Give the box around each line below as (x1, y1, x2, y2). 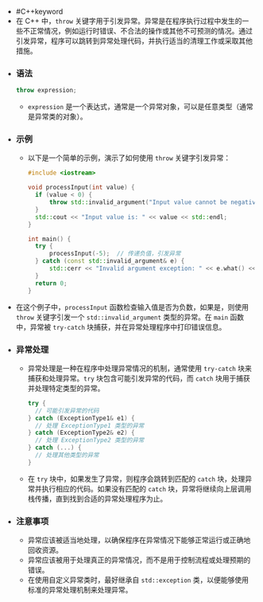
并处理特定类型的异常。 (27, 383, 105, 393)
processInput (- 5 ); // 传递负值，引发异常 (48, 250, 181, 258)
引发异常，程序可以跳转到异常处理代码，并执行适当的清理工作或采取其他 (15, 36, 253, 45)
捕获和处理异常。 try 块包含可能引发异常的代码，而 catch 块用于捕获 (27, 373, 250, 383)
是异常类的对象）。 (27, 111, 87, 122)
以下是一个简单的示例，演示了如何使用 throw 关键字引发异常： (27, 153, 231, 162)
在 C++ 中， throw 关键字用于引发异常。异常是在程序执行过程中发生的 (15, 16, 242, 25)
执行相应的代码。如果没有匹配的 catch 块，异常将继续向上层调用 (41, 483, 252, 493)
